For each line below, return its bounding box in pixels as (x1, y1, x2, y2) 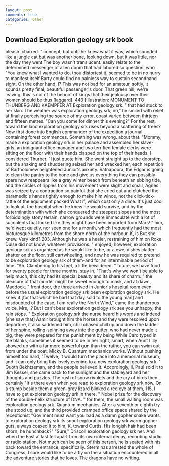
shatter (5, 252, 20, 258)
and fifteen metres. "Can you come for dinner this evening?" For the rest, (5, 118, 156, 124)
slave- (140, 139, 154, 146)
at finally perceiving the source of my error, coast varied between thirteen (5, 113, 158, 119)
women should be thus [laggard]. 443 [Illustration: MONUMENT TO (5, 97, 145, 103)
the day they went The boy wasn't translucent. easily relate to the (5, 59, 141, 65)
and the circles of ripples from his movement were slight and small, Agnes (5, 182, 159, 189)
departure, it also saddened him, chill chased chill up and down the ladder (5, 322, 158, 328)
